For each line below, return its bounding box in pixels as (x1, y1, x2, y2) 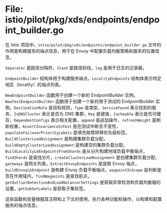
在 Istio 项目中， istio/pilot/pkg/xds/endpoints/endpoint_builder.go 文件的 (5, 41, 162, 48)
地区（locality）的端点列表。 (5, 81, 64, 88)
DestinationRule (14, 106, 48, 110)
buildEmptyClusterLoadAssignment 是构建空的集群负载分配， (5, 142, 128, 148)
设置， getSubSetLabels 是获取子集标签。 (5, 185, 88, 191)
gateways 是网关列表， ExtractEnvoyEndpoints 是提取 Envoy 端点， (5, 160, 140, 166)
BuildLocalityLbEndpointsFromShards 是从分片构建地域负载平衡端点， (5, 148, 148, 154)
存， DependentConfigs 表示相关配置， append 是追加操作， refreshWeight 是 (5, 117, 157, 123)
